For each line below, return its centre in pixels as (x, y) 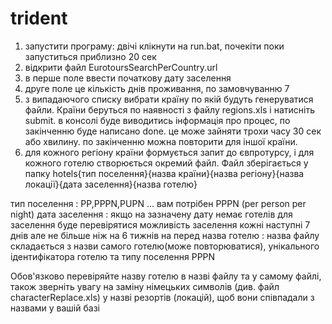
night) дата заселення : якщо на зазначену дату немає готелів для (151, 214)
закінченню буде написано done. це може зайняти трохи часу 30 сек (173, 131)
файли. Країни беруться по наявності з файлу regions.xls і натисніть (169, 109)
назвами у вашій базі (55, 308)
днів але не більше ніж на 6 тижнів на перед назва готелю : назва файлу (165, 235)
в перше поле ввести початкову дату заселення (128, 78)
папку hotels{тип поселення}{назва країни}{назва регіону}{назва (164, 173)
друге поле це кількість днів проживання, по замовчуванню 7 (157, 88)
